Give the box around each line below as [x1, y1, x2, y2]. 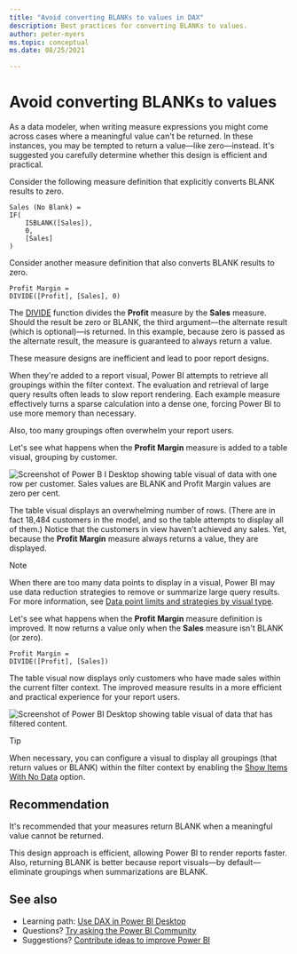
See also [9, 892, 58, 907]
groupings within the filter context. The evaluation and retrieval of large [9, 379, 269, 391]
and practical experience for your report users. [9, 692, 180, 703]
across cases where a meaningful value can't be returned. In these [9, 131, 254, 142]
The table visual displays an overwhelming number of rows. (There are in [9, 505, 276, 516]
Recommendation [9, 797, 109, 813]
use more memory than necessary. [9, 408, 137, 418]
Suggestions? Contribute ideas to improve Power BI [21, 934, 211, 945]
